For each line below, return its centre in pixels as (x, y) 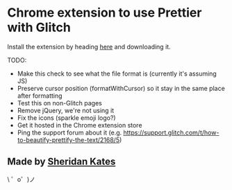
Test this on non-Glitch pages (59, 103)
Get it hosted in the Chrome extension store (80, 125)
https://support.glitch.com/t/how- (171, 132)
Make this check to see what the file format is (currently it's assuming (117, 74)
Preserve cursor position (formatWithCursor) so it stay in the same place (121, 88)
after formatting (40, 96)
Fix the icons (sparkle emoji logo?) (66, 118)
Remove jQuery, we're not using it (66, 110)
